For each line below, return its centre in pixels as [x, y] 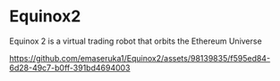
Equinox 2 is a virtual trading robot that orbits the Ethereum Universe [136, 41]
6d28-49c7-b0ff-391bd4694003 [70, 68]
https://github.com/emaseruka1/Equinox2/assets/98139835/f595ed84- [140, 58]
